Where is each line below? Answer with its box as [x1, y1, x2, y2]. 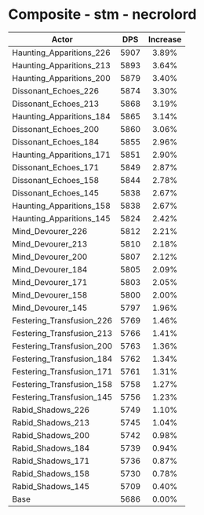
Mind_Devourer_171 [12, 276, 88, 287]
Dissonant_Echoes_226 [12, 85, 100, 96]
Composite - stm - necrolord [8, 5, 198, 24]
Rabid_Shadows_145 [12, 480, 90, 491]
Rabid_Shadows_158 [12, 468, 90, 479]
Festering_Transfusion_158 [12, 378, 113, 389]
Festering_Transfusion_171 [12, 366, 113, 377]
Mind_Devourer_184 [12, 264, 88, 275]
